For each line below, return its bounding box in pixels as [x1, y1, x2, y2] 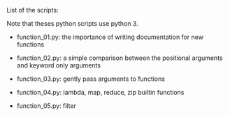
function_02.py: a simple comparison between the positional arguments [16, 54, 223, 62]
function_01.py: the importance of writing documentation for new [16, 33, 204, 41]
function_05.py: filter [16, 102, 76, 110]
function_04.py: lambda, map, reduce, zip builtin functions [16, 88, 185, 96]
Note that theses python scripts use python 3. [6, 19, 138, 27]
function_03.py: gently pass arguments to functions [16, 75, 166, 83]
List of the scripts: [6, 6, 59, 14]
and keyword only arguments [16, 61, 101, 69]
